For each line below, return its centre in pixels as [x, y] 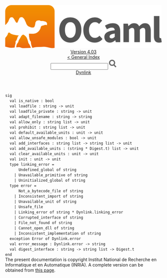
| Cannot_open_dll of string [44, 228]
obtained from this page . [30, 270]
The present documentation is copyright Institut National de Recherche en [81, 260]
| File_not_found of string [43, 223]
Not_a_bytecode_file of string [51, 191]
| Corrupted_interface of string [49, 218]
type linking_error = [32, 165]
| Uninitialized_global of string [50, 181]
